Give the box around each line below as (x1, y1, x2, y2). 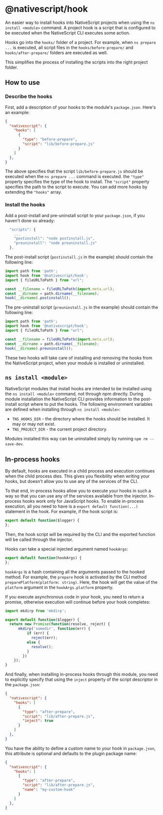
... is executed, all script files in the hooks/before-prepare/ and (5, 44, 133, 50)
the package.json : (5, 682, 41, 688)
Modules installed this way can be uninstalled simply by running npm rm (5, 436, 148, 442)
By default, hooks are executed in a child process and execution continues (5, 468, 155, 474)
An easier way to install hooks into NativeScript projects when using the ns (5, 20, 155, 25)
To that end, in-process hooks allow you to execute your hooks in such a (5, 488, 151, 494)
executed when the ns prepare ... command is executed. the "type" (5, 174, 144, 179)
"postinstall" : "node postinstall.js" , (14, 236, 95, 241)
